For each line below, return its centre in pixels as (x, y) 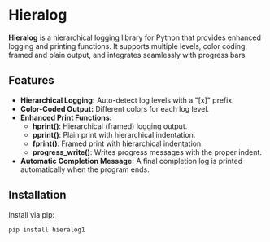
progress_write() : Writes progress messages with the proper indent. (147, 152)
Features (31, 80)
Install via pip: (32, 214)
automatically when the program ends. (85, 169)
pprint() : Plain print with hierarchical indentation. (114, 134)
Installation (37, 195)
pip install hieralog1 (47, 230)
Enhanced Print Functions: (66, 117)
